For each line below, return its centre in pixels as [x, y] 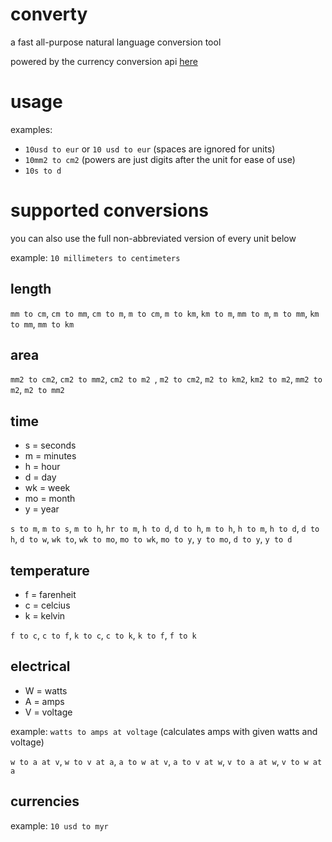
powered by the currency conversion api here [104, 61]
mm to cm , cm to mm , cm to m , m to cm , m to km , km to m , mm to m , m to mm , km [165, 313]
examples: [31, 129]
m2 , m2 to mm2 [37, 390]
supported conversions [109, 210]
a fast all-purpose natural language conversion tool [116, 42]
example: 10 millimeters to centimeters [95, 257]
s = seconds [50, 445]
